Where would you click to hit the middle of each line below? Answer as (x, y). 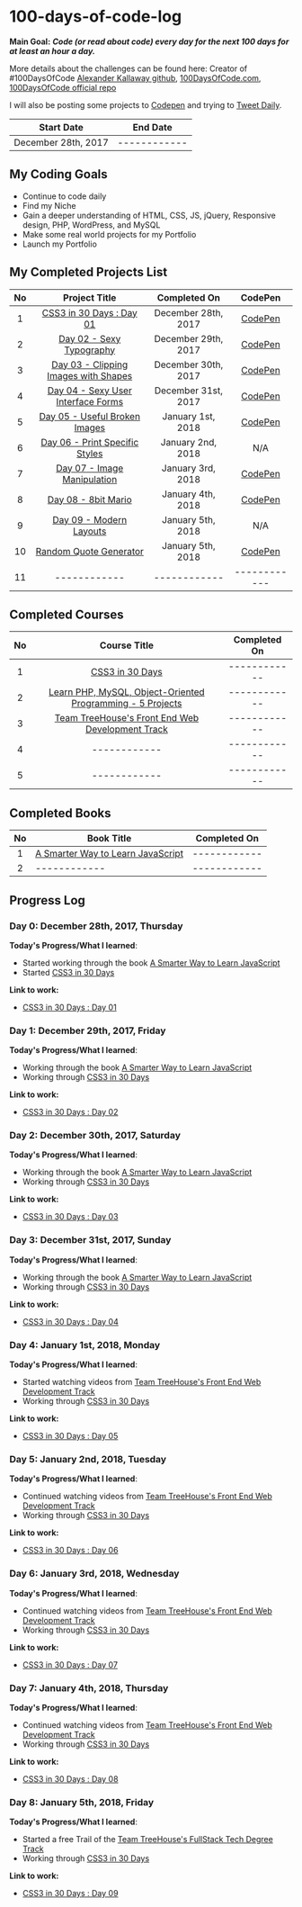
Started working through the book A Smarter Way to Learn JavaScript (151, 962)
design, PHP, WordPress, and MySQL (91, 225)
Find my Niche (49, 205)
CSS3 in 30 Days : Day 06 (70, 1551)
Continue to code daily (64, 196)
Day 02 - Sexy (89, 338)
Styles (89, 454)
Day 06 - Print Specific (89, 442)
